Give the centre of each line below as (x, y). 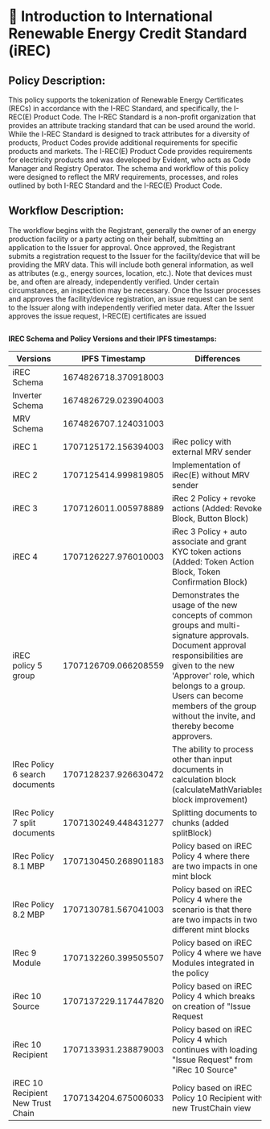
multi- (229, 625)
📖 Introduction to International (110, 17)
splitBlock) (192, 832)
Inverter (27, 395)
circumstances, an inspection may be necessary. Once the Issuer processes (135, 290)
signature (190, 635)
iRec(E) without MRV (211, 475)
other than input (202, 759)
